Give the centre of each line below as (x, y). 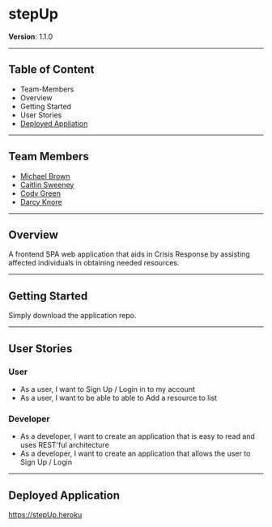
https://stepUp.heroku (45, 514)
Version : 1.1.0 (31, 36)
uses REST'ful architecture (64, 445)
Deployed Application (64, 495)
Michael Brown (45, 176)
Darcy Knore (41, 202)
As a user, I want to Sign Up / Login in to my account (108, 389)
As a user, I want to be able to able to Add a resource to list (118, 397)
